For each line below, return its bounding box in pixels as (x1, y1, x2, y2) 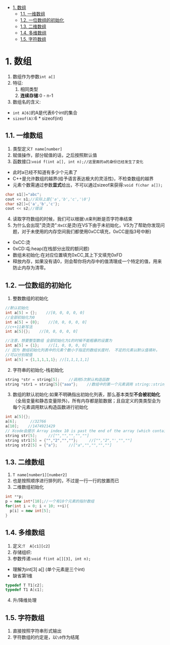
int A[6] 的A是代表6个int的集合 (12, 110, 77, 116)
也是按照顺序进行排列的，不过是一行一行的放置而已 (12, 478, 119, 484)
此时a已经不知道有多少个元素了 (12, 169, 77, 175)
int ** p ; (5, 494, 24, 499)
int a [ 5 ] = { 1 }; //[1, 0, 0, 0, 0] (5, 343, 87, 348)
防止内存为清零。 (12, 265, 49, 271)
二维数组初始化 (12, 484, 44, 490)
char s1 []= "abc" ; (5, 192, 42, 197)
